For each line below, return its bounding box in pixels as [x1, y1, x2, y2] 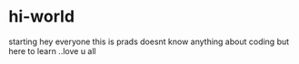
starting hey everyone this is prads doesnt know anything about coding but [8, 36, 290, 47]
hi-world [8, 6, 75, 27]
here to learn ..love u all [8, 45, 96, 56]
